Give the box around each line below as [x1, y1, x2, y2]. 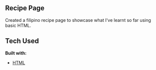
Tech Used [5, 37, 39, 45]
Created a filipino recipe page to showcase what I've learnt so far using [5, 17, 152, 23]
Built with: [5, 50, 27, 56]
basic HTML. [5, 22, 31, 28]
